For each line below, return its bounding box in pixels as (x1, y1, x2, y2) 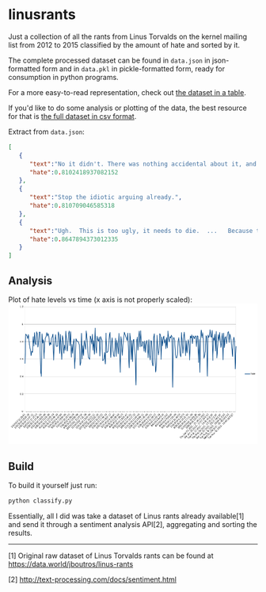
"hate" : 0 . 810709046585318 (28, 202, 115, 210)
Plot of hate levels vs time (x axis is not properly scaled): (8, 295, 192, 304)
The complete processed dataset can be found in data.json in (8, 55, 211, 65)
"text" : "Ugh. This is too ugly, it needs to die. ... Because (28, 227, 253, 235)
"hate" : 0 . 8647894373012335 (28, 235, 119, 243)
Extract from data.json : (8, 127, 85, 136)
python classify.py (8, 497, 73, 505)
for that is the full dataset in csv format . (8, 111, 137, 120)
